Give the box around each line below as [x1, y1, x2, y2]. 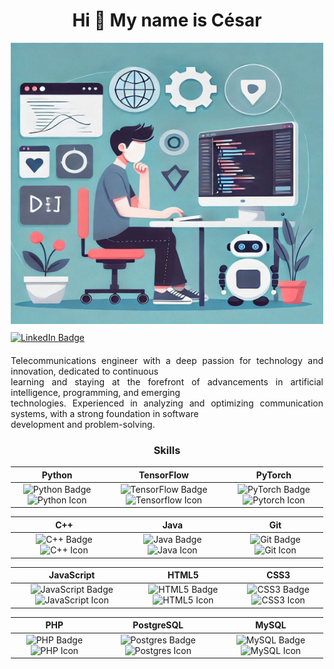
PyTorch [255, 469, 292, 481]
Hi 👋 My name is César [72, 9, 262, 32]
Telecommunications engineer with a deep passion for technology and [10, 354, 324, 366]
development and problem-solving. [10, 418, 156, 430]
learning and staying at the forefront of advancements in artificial [10, 375, 324, 388]
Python [41, 469, 73, 481]
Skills [153, 443, 181, 457]
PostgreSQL [132, 619, 184, 631]
